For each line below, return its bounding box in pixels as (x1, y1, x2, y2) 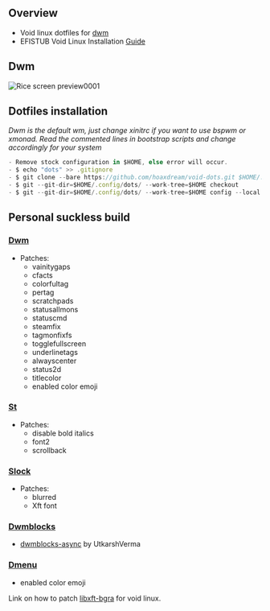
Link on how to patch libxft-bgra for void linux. (8, 593, 162, 603)
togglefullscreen (31, 338, 87, 349)
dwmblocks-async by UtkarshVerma (19, 539, 141, 549)
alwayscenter (31, 356, 77, 365)
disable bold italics (31, 428, 94, 438)
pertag (31, 287, 55, 297)
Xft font (31, 501, 58, 510)
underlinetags (31, 347, 79, 357)
